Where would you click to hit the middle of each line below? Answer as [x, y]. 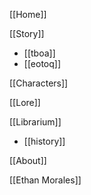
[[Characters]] [39, 83]
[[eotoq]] [42, 63]
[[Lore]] [25, 102]
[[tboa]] [39, 53]
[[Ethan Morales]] [45, 180]
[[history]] [44, 141]
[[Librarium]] [35, 122]
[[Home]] [28, 14]
